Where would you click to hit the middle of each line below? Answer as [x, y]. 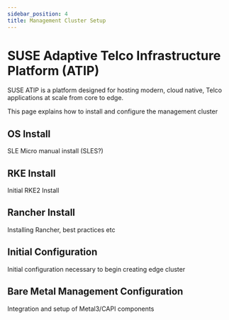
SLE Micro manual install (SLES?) [56, 151]
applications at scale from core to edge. [66, 98]
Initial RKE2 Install [33, 191]
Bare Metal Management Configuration [95, 292]
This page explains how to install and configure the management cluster [113, 111]
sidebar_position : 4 [38, 14]
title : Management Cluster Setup [57, 21]
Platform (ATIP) [54, 71]
